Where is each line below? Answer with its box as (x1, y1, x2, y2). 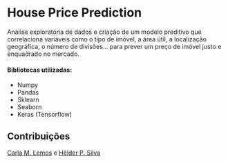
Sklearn (17, 95, 39, 104)
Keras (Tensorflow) (17, 111, 73, 119)
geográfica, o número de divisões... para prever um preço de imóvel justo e (7, 42, 222, 50)
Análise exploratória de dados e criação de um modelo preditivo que (7, 28, 202, 36)
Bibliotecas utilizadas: (7, 66, 73, 74)
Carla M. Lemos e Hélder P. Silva (7, 148, 101, 157)
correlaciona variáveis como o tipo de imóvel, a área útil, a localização (7, 35, 207, 43)
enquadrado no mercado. (7, 50, 79, 58)
